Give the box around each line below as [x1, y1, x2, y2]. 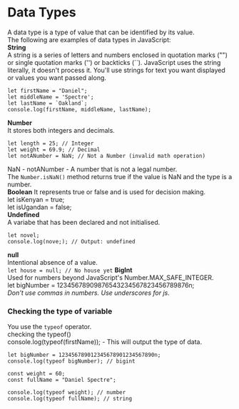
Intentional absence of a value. [7, 258, 98, 266]
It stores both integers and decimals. [7, 126, 116, 134]
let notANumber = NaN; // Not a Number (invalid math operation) [7, 152, 205, 159]
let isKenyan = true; [7, 195, 65, 203]
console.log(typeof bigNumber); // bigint [7, 358, 136, 365]
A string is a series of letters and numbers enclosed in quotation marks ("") [7, 51, 228, 59]
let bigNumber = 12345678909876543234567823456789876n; [7, 281, 195, 289]
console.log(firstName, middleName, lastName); [7, 106, 152, 113]
